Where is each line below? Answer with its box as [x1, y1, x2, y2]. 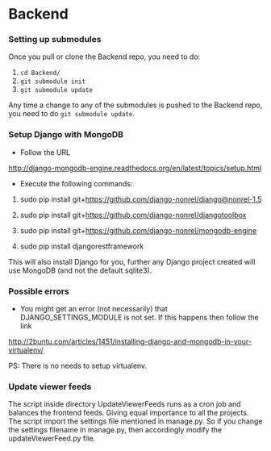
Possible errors [8, 286, 70, 297]
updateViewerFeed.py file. [8, 433, 95, 444]
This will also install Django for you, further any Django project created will [8, 257, 256, 266]
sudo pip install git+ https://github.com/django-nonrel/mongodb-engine [19, 225, 257, 235]
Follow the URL [19, 147, 71, 157]
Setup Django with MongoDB [8, 129, 123, 140]
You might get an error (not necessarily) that [19, 304, 168, 314]
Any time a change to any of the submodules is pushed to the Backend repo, [8, 100, 263, 110]
